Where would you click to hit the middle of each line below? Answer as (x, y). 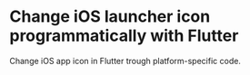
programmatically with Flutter (124, 36)
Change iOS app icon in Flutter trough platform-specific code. (125, 61)
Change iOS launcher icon (110, 17)
